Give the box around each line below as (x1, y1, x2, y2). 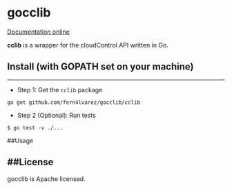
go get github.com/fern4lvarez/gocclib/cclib (7, 98, 140, 106)
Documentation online (7, 28, 70, 36)
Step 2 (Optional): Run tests (17, 111, 97, 119)
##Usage (7, 136, 34, 145)
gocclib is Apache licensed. (7, 174, 86, 183)
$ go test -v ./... (7, 124, 64, 131)
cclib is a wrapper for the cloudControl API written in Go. (7, 41, 169, 49)
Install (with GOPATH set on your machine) (7, 61, 194, 73)
